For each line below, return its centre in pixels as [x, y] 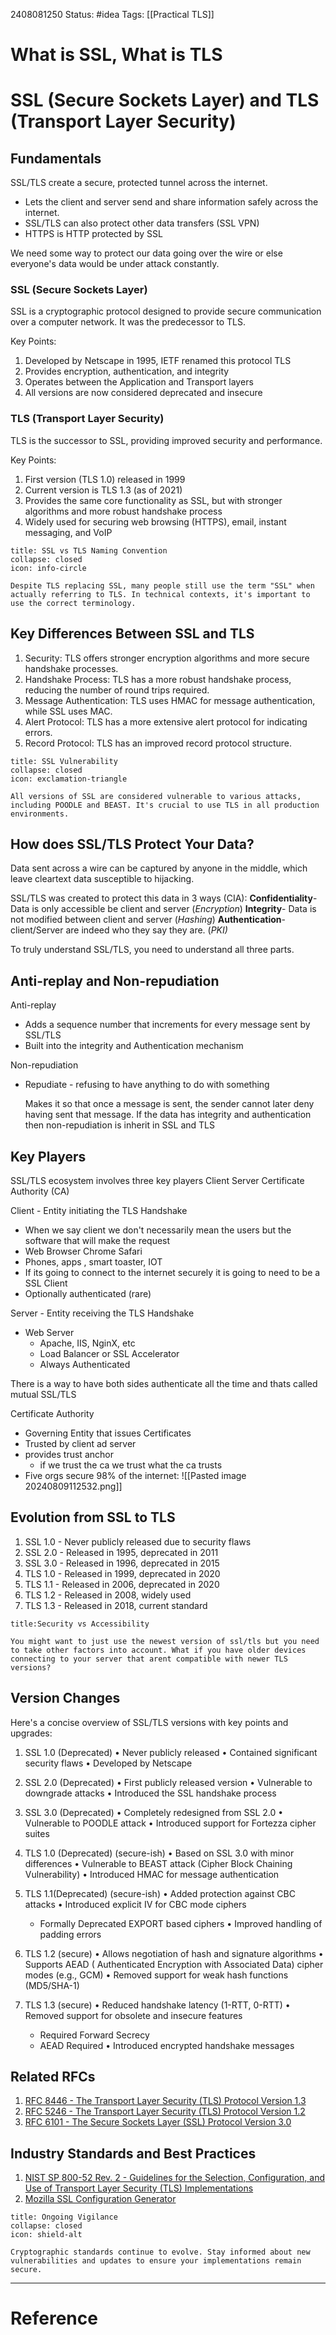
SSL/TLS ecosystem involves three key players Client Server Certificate [157, 1181]
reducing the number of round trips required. [117, 690]
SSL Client [46, 1283]
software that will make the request [97, 1241]
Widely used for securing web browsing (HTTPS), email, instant [155, 521]
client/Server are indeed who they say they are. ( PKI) [119, 930]
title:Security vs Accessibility [80, 1624]
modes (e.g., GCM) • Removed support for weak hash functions [156, 1975]
